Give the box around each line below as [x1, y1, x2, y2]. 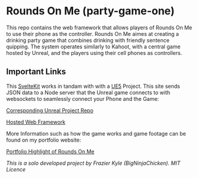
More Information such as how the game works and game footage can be [6, 130, 186, 137]
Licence [6, 165, 26, 173]
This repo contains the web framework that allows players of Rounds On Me [6, 24, 192, 31]
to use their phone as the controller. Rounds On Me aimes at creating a [6, 30, 180, 37]
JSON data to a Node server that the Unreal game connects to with [6, 88, 171, 96]
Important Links [6, 67, 67, 77]
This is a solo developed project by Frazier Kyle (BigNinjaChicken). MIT [6, 159, 181, 167]
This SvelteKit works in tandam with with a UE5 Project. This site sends [6, 82, 180, 90]
